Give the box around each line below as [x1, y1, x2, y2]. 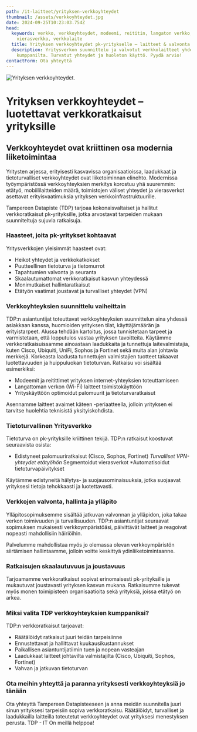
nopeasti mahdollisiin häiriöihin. [6, 530, 82, 537]
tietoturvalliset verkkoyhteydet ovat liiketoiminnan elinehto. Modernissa [6, 174, 178, 181]
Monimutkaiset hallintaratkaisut [14, 281, 90, 288]
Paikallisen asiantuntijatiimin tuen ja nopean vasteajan [14, 646, 145, 653]
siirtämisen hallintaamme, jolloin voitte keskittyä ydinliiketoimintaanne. [6, 547, 175, 554]
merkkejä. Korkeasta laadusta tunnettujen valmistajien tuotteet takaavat [6, 353, 179, 360]
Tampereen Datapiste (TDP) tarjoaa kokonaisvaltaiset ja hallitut [6, 204, 158, 211]
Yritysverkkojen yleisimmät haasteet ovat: [6, 245, 107, 252]
